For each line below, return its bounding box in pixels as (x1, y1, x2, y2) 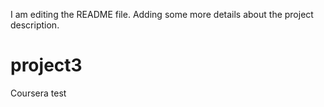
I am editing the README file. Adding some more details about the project (10, 9, 314, 20)
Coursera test (10, 87, 67, 99)
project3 (10, 54, 83, 77)
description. (10, 19, 60, 31)
